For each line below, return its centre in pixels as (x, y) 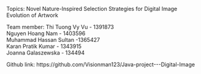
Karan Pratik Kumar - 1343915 (44, 46)
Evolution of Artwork (32, 15)
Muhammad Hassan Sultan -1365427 (53, 40)
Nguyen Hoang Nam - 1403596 (46, 33)
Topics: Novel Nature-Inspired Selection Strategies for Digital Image (92, 9)
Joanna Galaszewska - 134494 (45, 53)
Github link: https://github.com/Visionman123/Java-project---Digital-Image (100, 64)
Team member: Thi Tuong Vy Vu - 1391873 (60, 27)
